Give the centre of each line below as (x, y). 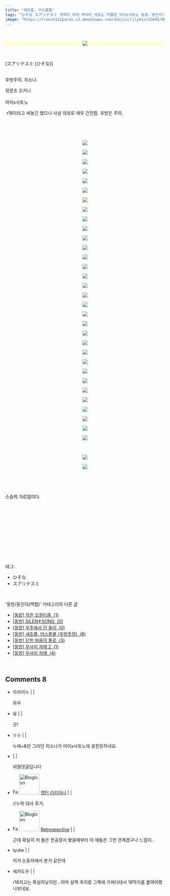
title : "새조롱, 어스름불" (30, 10)
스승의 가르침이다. (23, 497)
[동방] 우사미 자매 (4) (34, 653)
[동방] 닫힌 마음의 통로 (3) (39, 641)
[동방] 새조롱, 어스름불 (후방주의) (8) (49, 634)
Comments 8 (26, 679)
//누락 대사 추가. (28, 804)
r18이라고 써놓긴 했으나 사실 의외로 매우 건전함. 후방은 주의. (65, 113)
